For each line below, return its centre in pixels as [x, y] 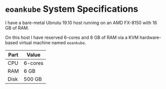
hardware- [151, 37]
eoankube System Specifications [72, 9]
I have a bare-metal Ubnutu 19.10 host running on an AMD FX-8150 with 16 [81, 23]
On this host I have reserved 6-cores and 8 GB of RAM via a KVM [72, 37]
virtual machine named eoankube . [52, 42]
